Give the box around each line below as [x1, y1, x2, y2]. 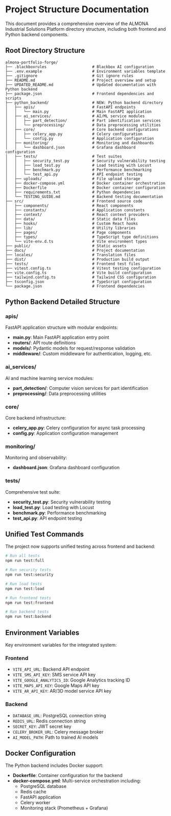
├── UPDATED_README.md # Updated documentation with [5, 82, 157, 87]
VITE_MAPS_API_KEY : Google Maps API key [12, 682, 100, 689]
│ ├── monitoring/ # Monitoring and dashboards [5, 140, 154, 145]
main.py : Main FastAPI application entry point [12, 334, 109, 341]
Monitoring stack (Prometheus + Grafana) [20, 805, 108, 811]
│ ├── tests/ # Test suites [5, 153, 123, 159]
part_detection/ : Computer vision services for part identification [12, 385, 149, 391]
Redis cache [20, 789, 47, 795]
